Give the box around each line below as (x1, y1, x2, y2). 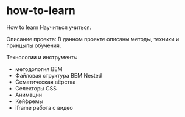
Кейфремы (15, 98, 44, 105)
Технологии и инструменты (6, 53, 78, 61)
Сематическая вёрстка (15, 78, 76, 85)
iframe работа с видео (15, 104, 73, 111)
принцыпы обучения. (6, 42, 61, 49)
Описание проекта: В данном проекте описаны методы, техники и (6, 35, 180, 42)
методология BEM (15, 65, 63, 73)
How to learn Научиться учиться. (6, 24, 92, 31)
